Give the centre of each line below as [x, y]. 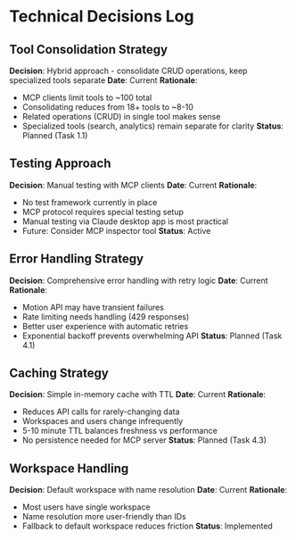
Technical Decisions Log [102, 17]
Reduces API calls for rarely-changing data [101, 411]
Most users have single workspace [86, 507]
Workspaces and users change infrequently [103, 421]
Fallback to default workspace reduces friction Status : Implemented [148, 526]
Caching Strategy [59, 374]
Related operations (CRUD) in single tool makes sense [121, 116]
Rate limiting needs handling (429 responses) [106, 316]
